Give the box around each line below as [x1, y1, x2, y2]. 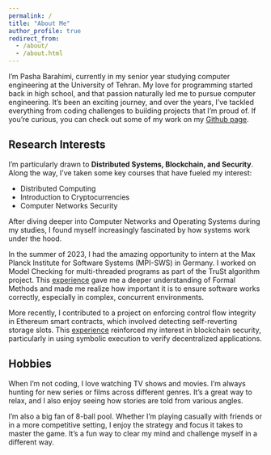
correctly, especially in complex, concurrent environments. [8, 292, 205, 301]
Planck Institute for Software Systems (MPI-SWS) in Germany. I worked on [8, 258, 256, 268]
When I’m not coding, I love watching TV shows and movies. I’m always [8, 378, 247, 388]
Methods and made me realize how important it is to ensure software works [8, 284, 260, 293]
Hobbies [8, 357, 53, 371]
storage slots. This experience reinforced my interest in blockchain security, [8, 325, 261, 335]
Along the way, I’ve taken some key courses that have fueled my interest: [8, 167, 252, 178]
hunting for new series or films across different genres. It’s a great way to [8, 387, 252, 397]
